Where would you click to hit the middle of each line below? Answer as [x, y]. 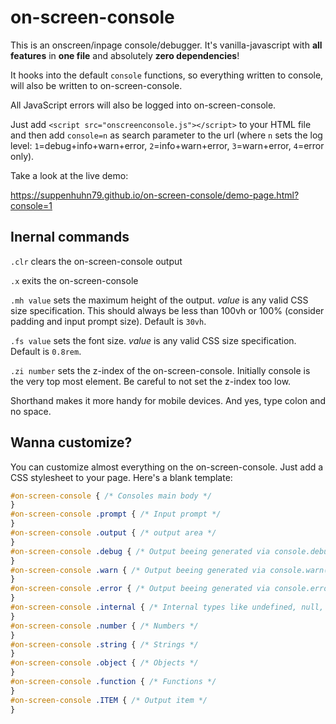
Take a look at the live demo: [69, 175]
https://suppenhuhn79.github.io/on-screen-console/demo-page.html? [155, 195]
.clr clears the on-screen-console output [96, 261]
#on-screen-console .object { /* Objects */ [104, 663]
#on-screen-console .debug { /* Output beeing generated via [140, 551]
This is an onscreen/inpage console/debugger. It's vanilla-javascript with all [166, 45]
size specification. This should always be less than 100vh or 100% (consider [167, 310]
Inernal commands [70, 237]
